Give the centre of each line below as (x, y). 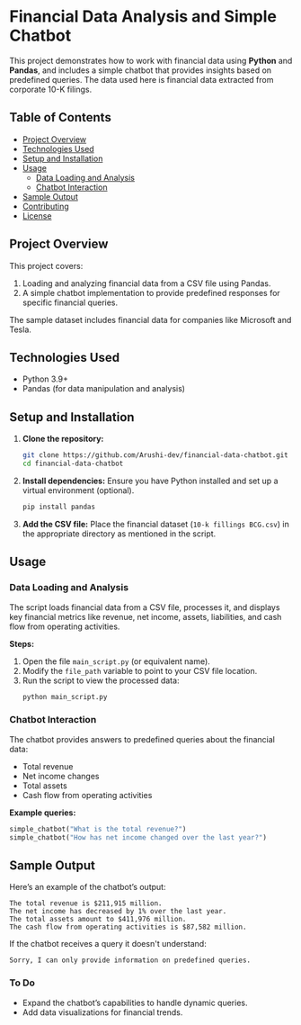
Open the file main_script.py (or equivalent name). (116, 661)
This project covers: (46, 265)
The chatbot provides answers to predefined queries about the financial (142, 739)
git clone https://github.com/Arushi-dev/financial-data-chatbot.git (155, 455)
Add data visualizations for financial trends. (102, 1012)
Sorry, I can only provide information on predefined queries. (130, 960)
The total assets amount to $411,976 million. (98, 920)
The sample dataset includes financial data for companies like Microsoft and (150, 319)
